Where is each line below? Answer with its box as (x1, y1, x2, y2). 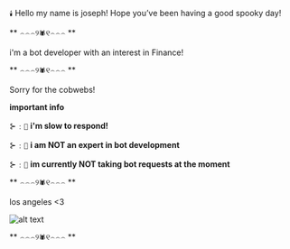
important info (9, 102, 65, 112)
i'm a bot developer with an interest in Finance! (9, 47, 183, 58)
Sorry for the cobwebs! (9, 85, 96, 95)
